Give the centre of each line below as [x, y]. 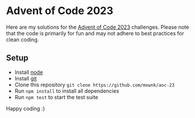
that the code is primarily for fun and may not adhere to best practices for [95, 33]
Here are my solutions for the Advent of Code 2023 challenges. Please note [98, 27]
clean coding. [23, 39]
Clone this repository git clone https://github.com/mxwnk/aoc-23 [95, 85]
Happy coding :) [26, 108]
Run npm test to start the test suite [56, 97]
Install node [28, 72]
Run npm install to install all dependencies [67, 91]
